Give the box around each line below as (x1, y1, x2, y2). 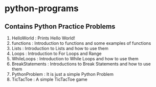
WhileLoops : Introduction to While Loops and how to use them (11, 56, 139, 61)
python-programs (4, 3, 79, 14)
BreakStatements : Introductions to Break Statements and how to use (11, 61, 151, 67)
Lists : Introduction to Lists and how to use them (11, 46, 109, 51)
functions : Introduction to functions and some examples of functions (11, 40, 151, 46)
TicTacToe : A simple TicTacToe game (11, 76, 88, 82)
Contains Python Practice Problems (4, 22, 115, 31)
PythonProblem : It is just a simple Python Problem (11, 71, 113, 77)
